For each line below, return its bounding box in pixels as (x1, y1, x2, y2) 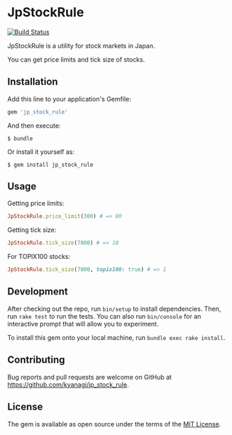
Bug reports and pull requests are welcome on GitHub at (7, 373, 172, 381)
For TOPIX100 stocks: (7, 253, 71, 261)
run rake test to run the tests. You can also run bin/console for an (7, 312, 201, 320)
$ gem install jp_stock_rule (7, 161, 94, 168)
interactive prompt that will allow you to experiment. (7, 319, 159, 328)
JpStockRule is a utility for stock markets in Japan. (7, 41, 155, 50)
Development (7, 285, 69, 298)
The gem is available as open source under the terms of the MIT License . (7, 419, 221, 428)
